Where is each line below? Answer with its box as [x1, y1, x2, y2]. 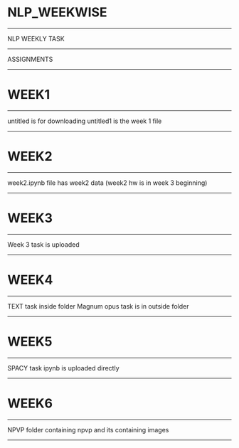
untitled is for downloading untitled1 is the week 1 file [7, 117, 162, 125]
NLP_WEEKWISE [7, 4, 108, 21]
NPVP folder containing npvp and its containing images [7, 425, 169, 434]
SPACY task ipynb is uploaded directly [7, 363, 119, 372]
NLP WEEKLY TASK [7, 34, 65, 43]
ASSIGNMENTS [7, 55, 53, 63]
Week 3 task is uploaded [7, 240, 80, 249]
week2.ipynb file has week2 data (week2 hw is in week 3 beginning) [7, 178, 208, 187]
